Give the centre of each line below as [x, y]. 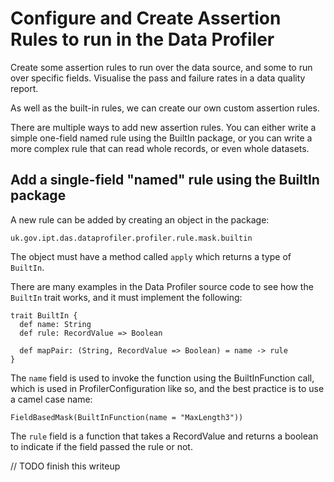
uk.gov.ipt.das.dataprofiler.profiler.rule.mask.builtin [131, 238]
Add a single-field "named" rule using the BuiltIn [165, 180]
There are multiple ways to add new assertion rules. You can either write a [163, 127]
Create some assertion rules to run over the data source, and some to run [161, 67]
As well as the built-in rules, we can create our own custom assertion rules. [165, 108]
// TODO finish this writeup [65, 466]
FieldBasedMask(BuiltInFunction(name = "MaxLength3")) [127, 417]
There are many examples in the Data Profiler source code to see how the [162, 286]
